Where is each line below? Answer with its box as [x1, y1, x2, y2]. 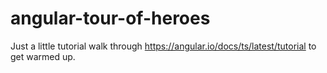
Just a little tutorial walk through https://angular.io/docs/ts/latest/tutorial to [10, 40, 317, 52]
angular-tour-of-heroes [10, 7, 211, 30]
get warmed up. [10, 50, 76, 62]
